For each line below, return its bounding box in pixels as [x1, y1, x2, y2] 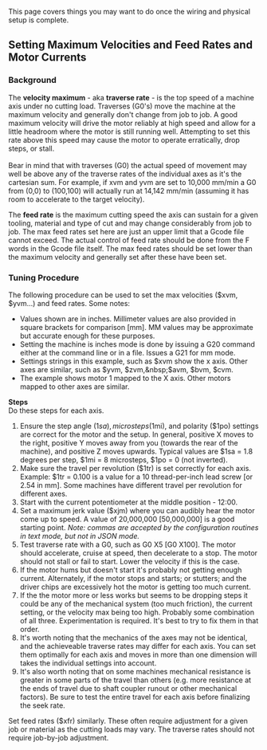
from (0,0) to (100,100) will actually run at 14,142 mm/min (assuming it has [8, 186, 249, 195]
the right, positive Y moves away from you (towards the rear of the [19, 438, 238, 447]
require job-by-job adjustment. [8, 732, 109, 742]
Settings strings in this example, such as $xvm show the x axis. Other [19, 356, 249, 366]
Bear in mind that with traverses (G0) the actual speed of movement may [8, 160, 247, 170]
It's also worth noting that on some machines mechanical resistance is [19, 666, 251, 676]
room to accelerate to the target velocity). [8, 194, 145, 204]
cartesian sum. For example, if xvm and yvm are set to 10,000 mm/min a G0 [8, 177, 257, 187]
